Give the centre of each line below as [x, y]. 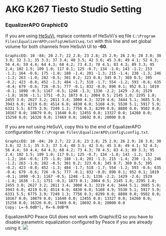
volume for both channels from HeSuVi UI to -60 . [56, 47]
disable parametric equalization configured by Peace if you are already [79, 222]
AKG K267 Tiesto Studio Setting [73, 9]
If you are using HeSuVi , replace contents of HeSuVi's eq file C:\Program [80, 36]
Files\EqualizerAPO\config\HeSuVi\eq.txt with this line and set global [78, 41]
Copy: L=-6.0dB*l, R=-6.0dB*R [37, 207]
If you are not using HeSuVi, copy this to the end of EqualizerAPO [73, 127]
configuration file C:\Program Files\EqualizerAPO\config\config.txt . [77, 132]
